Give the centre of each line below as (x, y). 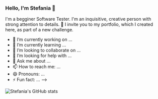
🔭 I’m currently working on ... (42, 39)
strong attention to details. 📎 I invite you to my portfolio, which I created (79, 24)
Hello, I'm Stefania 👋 (30, 8)
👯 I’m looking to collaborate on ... (47, 51)
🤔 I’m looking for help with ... (42, 56)
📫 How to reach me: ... (36, 67)
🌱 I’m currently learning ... (39, 45)
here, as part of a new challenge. (39, 30)
